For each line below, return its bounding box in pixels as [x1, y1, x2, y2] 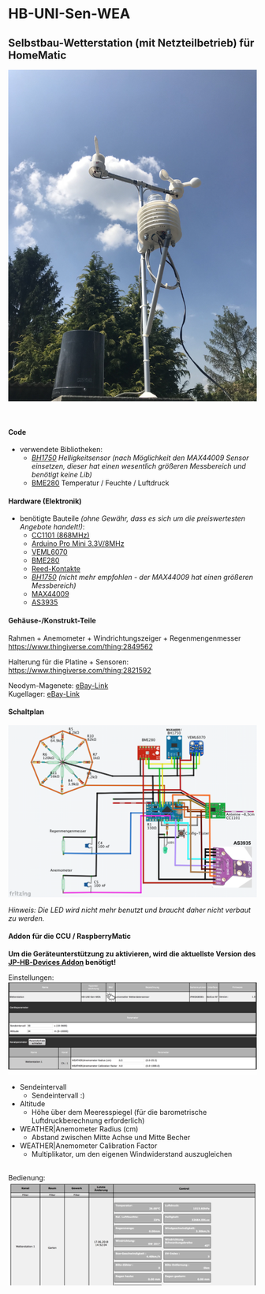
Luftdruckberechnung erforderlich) [31, 1116, 145, 1125]
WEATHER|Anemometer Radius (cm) [19, 1124, 139, 1133]
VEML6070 [31, 548, 69, 557]
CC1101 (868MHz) [31, 530, 90, 540]
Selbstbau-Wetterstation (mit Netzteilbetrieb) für [8, 36, 255, 50]
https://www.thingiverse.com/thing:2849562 [8, 641, 154, 651]
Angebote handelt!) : [19, 522, 85, 532]
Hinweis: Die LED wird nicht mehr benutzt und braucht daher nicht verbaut [8, 905, 251, 914]
